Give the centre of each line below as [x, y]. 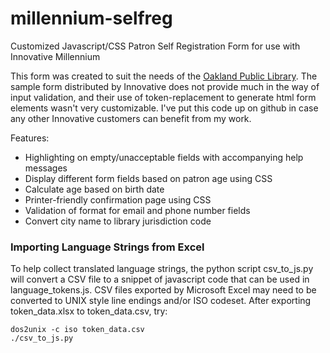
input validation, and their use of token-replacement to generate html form [163, 97]
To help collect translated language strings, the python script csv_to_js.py [162, 269]
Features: [30, 138]
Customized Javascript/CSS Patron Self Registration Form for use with [155, 46]
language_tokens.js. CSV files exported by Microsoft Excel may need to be [163, 290]
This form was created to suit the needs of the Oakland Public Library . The [164, 76]
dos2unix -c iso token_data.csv [77, 330]
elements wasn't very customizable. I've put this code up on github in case [164, 108]
